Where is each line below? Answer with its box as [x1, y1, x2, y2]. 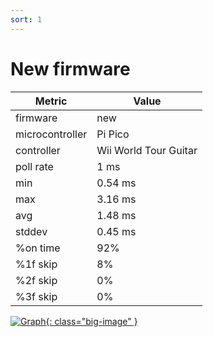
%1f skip [15, 257, 58, 271]
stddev [15, 224, 48, 238]
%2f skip [15, 273, 58, 287]
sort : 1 [10, 14, 43, 25]
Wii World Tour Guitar [96, 143, 198, 157]
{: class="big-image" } [45, 315, 138, 327]
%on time [15, 241, 61, 255]
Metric [34, 94, 68, 108]
